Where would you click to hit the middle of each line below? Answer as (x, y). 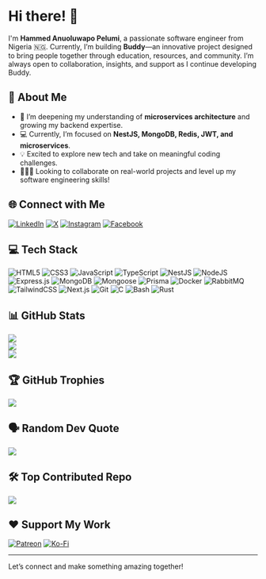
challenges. (38, 163)
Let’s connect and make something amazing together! (96, 566)
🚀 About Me (38, 97)
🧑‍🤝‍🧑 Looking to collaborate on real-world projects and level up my (127, 171)
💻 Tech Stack (43, 249)
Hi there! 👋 (44, 16)
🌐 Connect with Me (57, 205)
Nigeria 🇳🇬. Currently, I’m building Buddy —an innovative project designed (131, 46)
